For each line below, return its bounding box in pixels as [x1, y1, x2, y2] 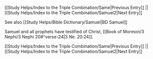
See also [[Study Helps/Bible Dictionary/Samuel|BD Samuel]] [4, 20, 127, 25]
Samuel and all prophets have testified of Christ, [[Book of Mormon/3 [4, 29, 144, 34]
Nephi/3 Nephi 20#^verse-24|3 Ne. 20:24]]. [4, 34, 94, 39]
